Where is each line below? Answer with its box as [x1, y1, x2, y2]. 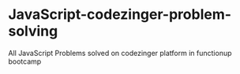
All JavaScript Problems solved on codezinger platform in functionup [8, 48, 232, 57]
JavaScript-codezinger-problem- [8, 6, 231, 24]
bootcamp [8, 57, 42, 66]
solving [8, 22, 58, 40]
